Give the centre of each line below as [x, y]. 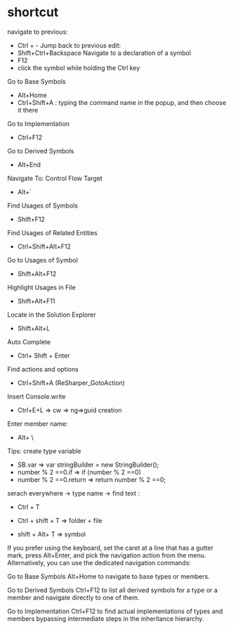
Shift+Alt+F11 [36, 301]
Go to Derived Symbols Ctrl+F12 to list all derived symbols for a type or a [113, 590]
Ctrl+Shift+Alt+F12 [44, 246]
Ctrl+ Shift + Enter [44, 355]
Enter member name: [38, 424]
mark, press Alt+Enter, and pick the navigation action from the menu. [107, 555]
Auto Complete [29, 341]
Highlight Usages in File [41, 287]
